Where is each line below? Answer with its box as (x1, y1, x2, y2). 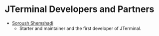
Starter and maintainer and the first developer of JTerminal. (19, 25, 142, 31)
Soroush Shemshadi (11, 20, 53, 26)
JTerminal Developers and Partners (4, 3, 155, 15)
